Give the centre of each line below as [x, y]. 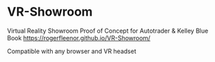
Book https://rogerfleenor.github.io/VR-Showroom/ [79, 37]
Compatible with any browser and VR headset [72, 51]
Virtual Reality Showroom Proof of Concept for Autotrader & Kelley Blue [108, 31]
